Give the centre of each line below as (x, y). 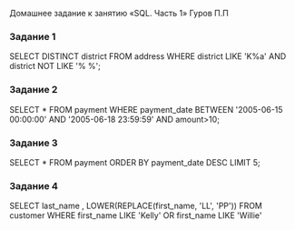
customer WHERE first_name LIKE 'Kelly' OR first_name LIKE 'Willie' (136, 215)
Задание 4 (34, 185)
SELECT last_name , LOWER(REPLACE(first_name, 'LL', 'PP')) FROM (136, 206)
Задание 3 (34, 143)
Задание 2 (34, 90)
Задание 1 (33, 36)
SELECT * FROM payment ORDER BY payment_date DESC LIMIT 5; (135, 162)
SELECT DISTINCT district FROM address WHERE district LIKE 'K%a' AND (148, 56)
